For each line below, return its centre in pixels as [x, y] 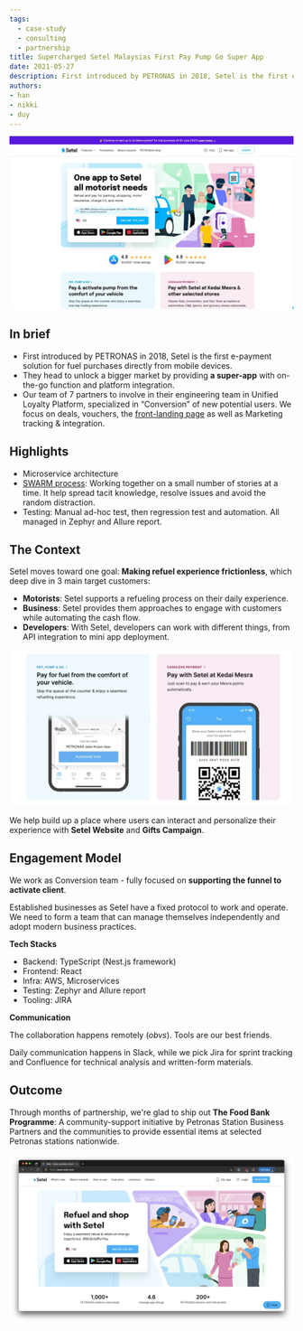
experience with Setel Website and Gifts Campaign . [107, 830]
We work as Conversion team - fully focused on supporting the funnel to [146, 880]
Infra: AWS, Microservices [71, 980]
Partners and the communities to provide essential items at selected [136, 1131]
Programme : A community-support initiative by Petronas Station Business [147, 1121]
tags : [19, 19]
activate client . [38, 889]
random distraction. [59, 502]
